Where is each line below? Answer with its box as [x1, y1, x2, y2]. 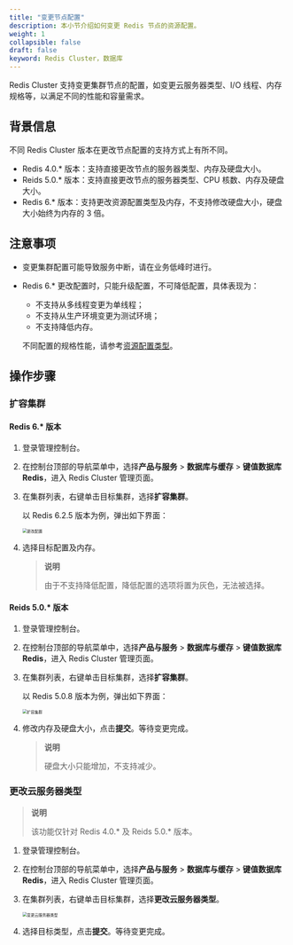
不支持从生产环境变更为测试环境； [35, 310, 160, 320]
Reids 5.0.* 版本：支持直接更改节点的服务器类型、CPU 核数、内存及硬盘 [21, 174, 285, 185]
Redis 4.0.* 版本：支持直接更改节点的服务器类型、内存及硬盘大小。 [21, 163, 266, 174]
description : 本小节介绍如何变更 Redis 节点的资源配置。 [9, 21, 201, 30]
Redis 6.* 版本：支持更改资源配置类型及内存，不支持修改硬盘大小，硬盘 [21, 196, 283, 207]
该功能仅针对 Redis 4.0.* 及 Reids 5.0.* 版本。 [30, 826, 197, 837]
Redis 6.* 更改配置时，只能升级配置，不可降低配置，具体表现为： [21, 280, 259, 291]
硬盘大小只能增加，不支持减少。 [43, 760, 161, 772]
